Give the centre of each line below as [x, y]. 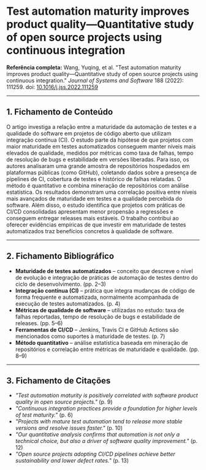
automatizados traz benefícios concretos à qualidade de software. [90, 231]
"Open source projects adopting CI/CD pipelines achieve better [95, 454]
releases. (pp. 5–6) [39, 323]
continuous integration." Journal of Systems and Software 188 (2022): [95, 80]
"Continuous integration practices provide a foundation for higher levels [106, 409]
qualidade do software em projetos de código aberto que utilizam [89, 133]
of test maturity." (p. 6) [44, 415]
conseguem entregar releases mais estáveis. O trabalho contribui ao [93, 218]
